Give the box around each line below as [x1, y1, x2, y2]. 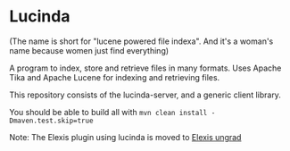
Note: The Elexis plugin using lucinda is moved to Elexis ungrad [9, 131, 242, 142]
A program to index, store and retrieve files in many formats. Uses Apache [9, 63, 282, 73]
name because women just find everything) [9, 45, 170, 55]
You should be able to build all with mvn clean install [9, 106, 208, 117]
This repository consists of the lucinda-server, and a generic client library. [9, 89, 281, 100]
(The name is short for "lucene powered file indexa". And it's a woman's [9, 36, 274, 46]
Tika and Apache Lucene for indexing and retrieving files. [9, 71, 220, 82]
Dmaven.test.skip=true [9, 116, 94, 125]
